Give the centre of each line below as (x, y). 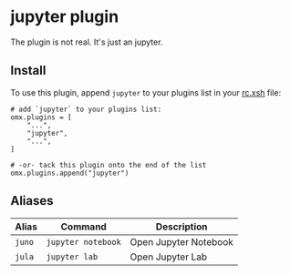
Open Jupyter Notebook (181, 241)
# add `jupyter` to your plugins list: (86, 109)
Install (28, 71)
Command (84, 227)
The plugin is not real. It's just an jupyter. (87, 42)
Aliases (32, 201)
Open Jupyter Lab (169, 257)
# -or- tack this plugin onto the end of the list (109, 165)
